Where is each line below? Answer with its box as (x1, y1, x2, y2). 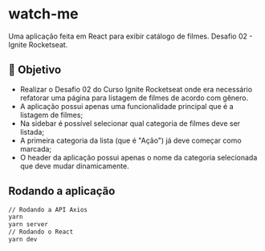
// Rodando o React (8, 228, 74, 237)
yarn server (8, 221, 48, 229)
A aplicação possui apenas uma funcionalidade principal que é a (19, 101, 234, 111)
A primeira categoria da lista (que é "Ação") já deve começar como (19, 136, 243, 145)
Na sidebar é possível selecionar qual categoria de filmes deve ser (19, 118, 241, 128)
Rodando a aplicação (8, 184, 116, 198)
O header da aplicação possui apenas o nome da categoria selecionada (19, 152, 258, 162)
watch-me (8, 5, 79, 23)
